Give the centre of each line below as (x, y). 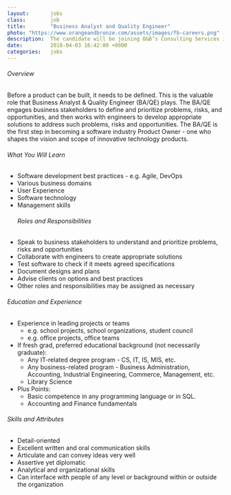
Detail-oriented (38, 440)
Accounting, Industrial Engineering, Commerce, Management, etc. (121, 374)
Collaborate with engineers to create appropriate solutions (100, 257)
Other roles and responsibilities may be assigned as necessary (106, 286)
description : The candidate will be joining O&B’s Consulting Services (113, 39)
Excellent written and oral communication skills (84, 448)
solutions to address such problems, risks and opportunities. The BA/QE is (112, 124)
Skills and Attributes (35, 419)
